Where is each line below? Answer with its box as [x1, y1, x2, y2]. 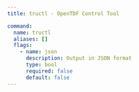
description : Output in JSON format [25, 55, 132, 62]
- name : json [19, 48, 58, 55]
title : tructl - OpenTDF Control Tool [7, 10, 120, 17]
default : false [25, 74, 70, 81]
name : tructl [13, 29, 51, 36]
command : [7, 22, 33, 30]
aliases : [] [13, 35, 49, 42]
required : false [25, 67, 73, 75]
